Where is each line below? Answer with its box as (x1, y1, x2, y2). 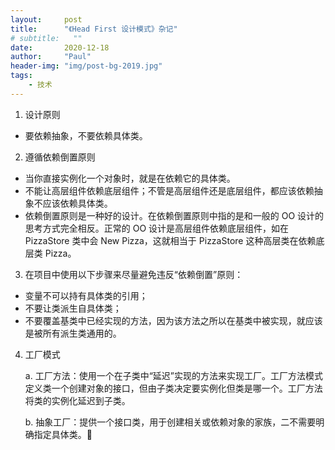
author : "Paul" (10, 52, 92, 62)
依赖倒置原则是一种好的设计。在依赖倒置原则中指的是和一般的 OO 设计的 (24, 209, 325, 221)
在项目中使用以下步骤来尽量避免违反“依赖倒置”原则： (24, 268, 244, 280)
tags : (10, 71, 33, 81)
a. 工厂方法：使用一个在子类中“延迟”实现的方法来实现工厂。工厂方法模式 (24, 369, 323, 381)
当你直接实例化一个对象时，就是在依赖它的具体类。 (24, 172, 236, 184)
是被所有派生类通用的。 (24, 327, 122, 339)
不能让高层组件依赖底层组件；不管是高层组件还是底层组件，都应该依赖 (24, 184, 315, 196)
